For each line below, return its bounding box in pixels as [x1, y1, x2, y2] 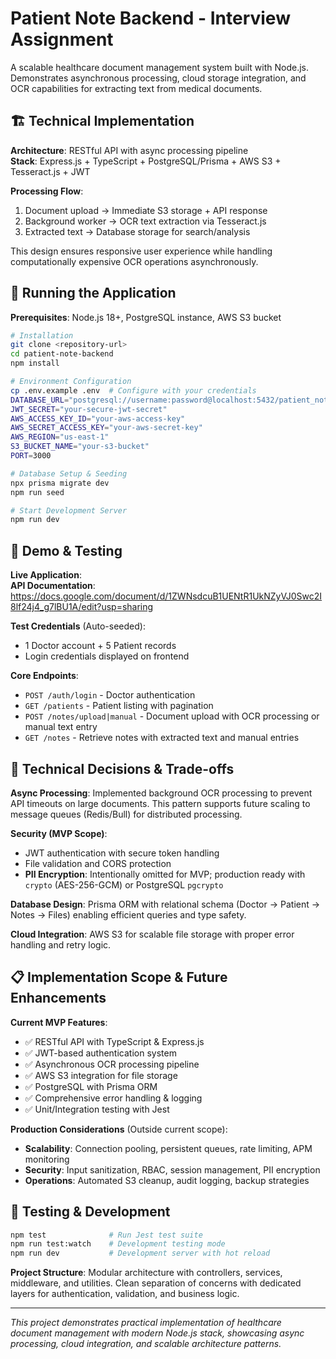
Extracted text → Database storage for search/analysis [24, 225, 251, 237]
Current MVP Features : [10, 1016, 108, 1028]
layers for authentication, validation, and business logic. [10, 1288, 240, 1300]
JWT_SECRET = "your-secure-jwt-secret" [10, 404, 168, 414]
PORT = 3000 [10, 451, 52, 461]
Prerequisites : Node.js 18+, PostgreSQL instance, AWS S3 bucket [10, 311, 282, 323]
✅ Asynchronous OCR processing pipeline [24, 1058, 200, 1070]
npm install [10, 358, 60, 369]
